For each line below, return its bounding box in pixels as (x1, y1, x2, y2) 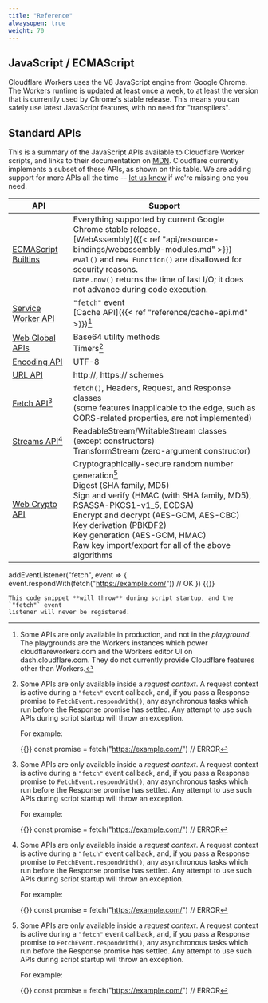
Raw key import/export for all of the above (73, 539, 231, 550)
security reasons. (73, 264, 138, 274)
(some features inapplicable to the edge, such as (73, 402, 256, 413)
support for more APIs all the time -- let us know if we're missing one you (8, 173, 249, 182)
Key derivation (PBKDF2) (73, 519, 167, 530)
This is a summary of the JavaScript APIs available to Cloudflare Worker (8, 147, 245, 157)
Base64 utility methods (73, 331, 160, 342)
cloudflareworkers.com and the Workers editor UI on (19, 646, 193, 656)
